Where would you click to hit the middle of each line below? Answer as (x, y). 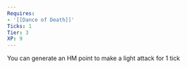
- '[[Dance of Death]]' (41, 20)
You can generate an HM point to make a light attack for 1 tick (93, 58)
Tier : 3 (18, 32)
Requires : (21, 13)
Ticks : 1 (19, 26)
